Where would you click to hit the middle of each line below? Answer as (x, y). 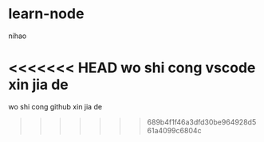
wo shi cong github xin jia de (55, 106)
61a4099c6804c (174, 130)
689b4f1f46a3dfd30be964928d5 (202, 122)
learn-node (46, 14)
